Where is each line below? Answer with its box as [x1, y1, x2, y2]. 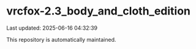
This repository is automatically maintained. [6, 36, 116, 43]
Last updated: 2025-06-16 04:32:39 [6, 24, 98, 31]
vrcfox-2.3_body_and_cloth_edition [6, 4, 191, 18]
